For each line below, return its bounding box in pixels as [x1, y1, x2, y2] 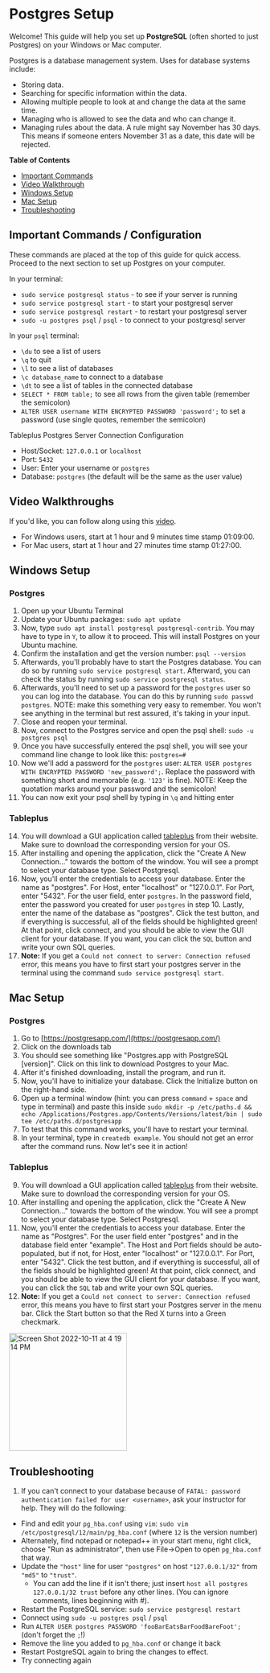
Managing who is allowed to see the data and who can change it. [20, 113, 236, 123]
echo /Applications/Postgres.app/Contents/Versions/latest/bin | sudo [20, 1111, 263, 1119]
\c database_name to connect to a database [20, 372, 164, 381]
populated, [20, 1248, 57, 1258]
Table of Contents [9, 155, 71, 165]
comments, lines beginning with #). [32, 1596, 149, 1605]
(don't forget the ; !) [20, 1630, 86, 1640]
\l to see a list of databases [20, 363, 113, 373]
